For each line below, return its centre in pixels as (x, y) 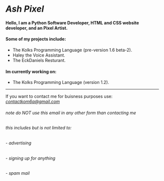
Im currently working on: (31, 71)
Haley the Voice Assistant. (39, 55)
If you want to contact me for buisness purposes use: (59, 97)
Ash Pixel (25, 9)
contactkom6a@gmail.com (33, 101)
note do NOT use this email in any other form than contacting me (71, 113)
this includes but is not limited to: (39, 128)
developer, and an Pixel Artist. (36, 28)
